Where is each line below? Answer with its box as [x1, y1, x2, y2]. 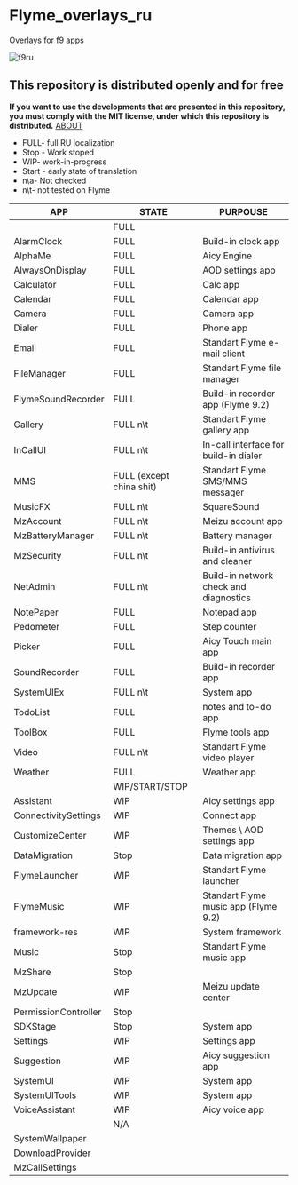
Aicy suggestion [202, 1049, 271, 1062]
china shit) [113, 481, 157, 493]
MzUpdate [13, 985, 58, 998]
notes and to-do [202, 700, 271, 712]
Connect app [202, 809, 257, 822]
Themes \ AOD [202, 823, 264, 836]
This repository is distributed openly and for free [9, 77, 284, 93]
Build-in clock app [202, 235, 280, 247]
